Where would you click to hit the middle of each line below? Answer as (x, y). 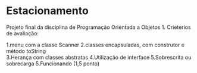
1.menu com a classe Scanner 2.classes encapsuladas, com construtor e (95, 45)
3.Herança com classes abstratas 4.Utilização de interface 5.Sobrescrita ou (99, 57)
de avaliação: (23, 33)
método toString (26, 51)
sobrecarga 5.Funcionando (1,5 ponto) (53, 64)
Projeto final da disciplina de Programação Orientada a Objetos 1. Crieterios (99, 27)
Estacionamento (48, 11)
